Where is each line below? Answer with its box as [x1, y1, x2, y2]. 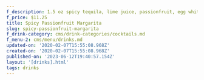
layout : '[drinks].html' [6, 59, 69, 65]
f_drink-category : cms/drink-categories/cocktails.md [6, 31, 146, 37]
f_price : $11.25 [6, 14, 47, 20]
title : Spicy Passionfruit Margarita [6, 20, 102, 26]
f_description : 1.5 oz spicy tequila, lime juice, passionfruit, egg [6, 8, 186, 15]
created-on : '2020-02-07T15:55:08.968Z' [6, 48, 110, 54]
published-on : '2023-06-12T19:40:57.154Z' [6, 54, 115, 60]
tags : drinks [6, 64, 39, 71]
